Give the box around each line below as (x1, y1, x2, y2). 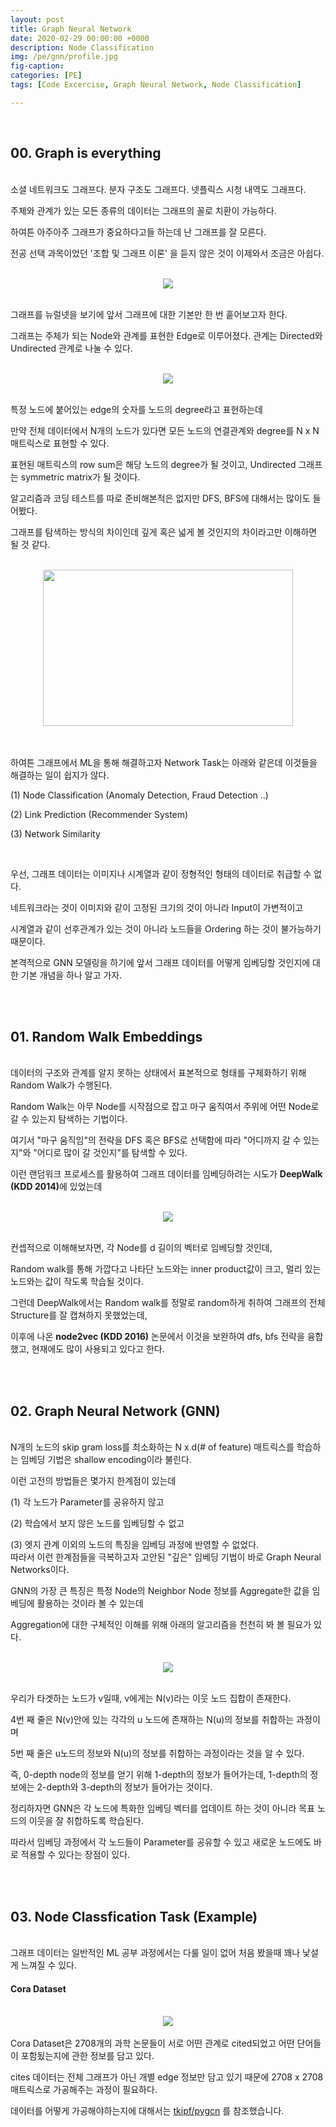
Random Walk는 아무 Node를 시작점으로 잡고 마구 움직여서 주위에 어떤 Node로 (10, 1101, 320, 1113)
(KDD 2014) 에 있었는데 (10, 1181, 103, 1193)
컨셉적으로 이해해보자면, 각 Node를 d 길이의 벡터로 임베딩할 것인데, (10, 1242, 273, 1254)
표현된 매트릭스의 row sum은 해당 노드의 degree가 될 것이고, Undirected (10, 458, 297, 470)
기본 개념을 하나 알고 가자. (20, 969, 123, 981)
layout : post (10, 14, 65, 25)
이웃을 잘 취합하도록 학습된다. (28, 1815, 144, 1827)
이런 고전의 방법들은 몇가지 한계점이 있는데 (10, 1475, 177, 1487)
